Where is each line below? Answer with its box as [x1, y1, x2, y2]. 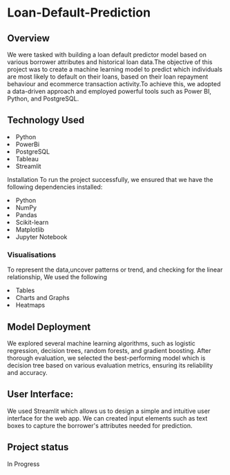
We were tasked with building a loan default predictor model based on [7, 50, 207, 59]
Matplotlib [16, 225, 45, 234]
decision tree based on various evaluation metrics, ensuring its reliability [7, 361, 213, 370]
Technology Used [7, 114, 85, 126]
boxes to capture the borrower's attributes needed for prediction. [7, 421, 193, 429]
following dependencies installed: [7, 183, 103, 191]
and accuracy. [7, 368, 48, 376]
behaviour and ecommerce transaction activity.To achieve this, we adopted [7, 80, 221, 88]
